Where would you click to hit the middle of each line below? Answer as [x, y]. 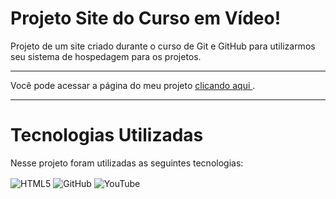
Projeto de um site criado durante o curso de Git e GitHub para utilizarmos [163, 46]
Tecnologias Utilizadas [107, 135]
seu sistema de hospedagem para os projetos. [106, 56]
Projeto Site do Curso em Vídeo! [146, 18]
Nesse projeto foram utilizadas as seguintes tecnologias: [127, 163]
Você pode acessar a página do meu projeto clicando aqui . [133, 85]
